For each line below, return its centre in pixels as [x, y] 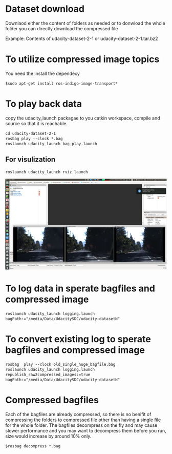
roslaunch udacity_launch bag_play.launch [51, 144]
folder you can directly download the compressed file [62, 28]
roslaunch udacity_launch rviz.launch [47, 172]
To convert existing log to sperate [78, 339]
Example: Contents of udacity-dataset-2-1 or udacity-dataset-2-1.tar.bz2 [82, 38]
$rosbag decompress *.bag [33, 446]
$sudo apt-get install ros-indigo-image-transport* [61, 83]
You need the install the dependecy [43, 73]
